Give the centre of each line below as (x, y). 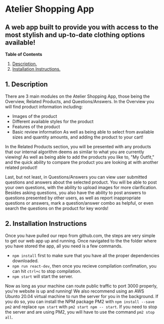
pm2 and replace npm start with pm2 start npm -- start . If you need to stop (81, 307)
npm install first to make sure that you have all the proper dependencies (86, 255)
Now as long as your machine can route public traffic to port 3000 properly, (81, 286)
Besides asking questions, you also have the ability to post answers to (76, 192)
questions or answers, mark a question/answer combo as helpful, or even (79, 203)
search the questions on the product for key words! (57, 208)
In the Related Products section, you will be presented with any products (78, 146)
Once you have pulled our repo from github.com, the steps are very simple (80, 235)
